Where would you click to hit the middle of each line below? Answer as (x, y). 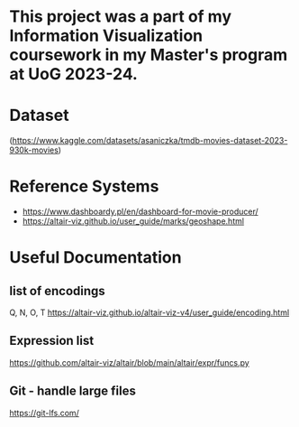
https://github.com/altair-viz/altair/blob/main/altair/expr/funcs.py (129, 362)
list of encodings (57, 291)
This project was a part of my (121, 17)
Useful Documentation (95, 258)
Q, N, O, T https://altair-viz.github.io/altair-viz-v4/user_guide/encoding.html (149, 312)
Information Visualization (106, 36)
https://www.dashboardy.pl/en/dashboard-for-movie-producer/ (140, 212)
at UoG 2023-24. (73, 74)
